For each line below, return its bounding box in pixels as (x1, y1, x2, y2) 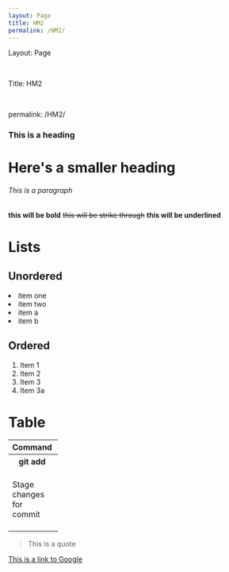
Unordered (8, 269, 63, 283)
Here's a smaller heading (8, 159, 176, 177)
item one (18, 291, 48, 300)
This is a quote (27, 539, 77, 549)
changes (12, 489, 45, 500)
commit (12, 509, 40, 520)
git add (18, 456, 46, 467)
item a (18, 307, 39, 317)
